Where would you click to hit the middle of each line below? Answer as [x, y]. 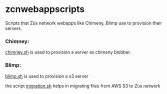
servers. [14, 28]
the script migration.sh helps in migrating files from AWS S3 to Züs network [83, 85]
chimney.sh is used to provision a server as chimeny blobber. [68, 52]
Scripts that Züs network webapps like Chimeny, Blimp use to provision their [84, 23]
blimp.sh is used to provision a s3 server [47, 76]
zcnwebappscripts [45, 9]
